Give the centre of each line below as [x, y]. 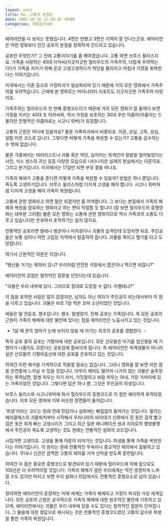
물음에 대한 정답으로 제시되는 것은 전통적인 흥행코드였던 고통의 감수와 [85, 512]
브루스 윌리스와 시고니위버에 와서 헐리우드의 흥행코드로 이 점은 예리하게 [75, 394]
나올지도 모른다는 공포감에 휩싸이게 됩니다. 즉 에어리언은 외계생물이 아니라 [91, 348]
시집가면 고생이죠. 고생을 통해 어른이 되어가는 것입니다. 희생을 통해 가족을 [77, 441]
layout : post [19, 10]
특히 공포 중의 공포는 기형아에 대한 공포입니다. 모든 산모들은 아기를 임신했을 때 [81, 342]
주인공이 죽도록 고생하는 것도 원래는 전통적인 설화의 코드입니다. [76, 430]
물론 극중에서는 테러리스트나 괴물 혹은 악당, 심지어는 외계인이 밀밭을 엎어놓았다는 [84, 155]
